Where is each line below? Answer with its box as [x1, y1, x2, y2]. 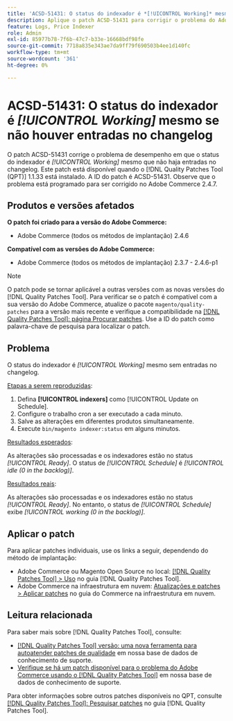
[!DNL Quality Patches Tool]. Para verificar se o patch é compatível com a [7, 293, 218, 301]
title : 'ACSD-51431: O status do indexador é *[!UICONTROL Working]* [7, 10, 213, 17]
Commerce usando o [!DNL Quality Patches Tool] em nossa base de [17, 670, 212, 679]
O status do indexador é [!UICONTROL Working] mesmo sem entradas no [7, 361, 217, 369]
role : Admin [7, 29, 42, 37]
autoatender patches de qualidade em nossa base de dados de [17, 648, 198, 656]
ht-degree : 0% [7, 62, 49, 69]
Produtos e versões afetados [7, 199, 135, 212]
